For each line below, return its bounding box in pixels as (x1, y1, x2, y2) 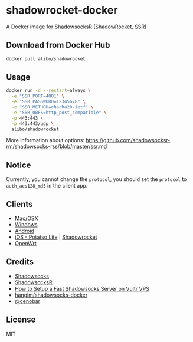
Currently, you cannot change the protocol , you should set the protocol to (6, 176, 187, 183)
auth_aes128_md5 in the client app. (6, 182, 88, 189)
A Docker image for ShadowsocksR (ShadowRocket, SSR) (6, 23, 147, 30)
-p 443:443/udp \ (11, 120, 54, 127)
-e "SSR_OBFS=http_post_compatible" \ (11, 110, 107, 116)
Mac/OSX (14, 215, 38, 222)
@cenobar (14, 297, 40, 304)
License (6, 315, 36, 325)
